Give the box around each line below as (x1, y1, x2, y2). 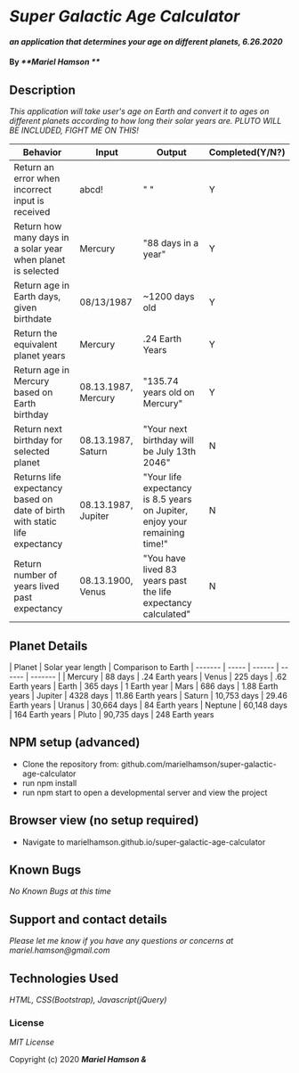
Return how (13, 220, 62, 233)
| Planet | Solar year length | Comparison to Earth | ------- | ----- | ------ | (9, 662, 279, 672)
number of (13, 569, 58, 581)
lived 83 (142, 563, 178, 576)
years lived (13, 580, 60, 593)
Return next (13, 423, 62, 436)
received (13, 206, 51, 218)
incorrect (13, 184, 52, 196)
